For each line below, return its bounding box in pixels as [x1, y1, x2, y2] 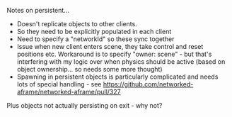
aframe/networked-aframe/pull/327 [16, 88, 121, 96]
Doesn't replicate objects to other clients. [16, 20, 137, 28]
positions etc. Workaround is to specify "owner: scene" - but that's [16, 50, 212, 58]
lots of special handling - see [16, 80, 102, 88]
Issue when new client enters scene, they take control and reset [16, 43, 204, 50]
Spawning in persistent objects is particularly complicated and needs [16, 72, 219, 81]
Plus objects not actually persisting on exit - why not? [6, 101, 163, 109]
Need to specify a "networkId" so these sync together [16, 35, 175, 43]
